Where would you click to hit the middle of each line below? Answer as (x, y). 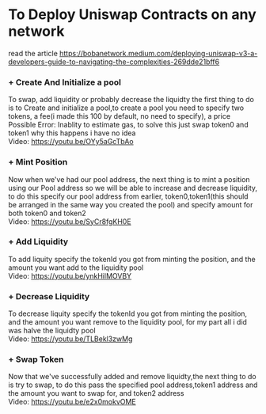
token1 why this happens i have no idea (72, 133)
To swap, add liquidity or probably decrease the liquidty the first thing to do (131, 100)
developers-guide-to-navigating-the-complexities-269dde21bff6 (114, 62)
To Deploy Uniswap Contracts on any (133, 15)
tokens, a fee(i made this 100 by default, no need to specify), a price (120, 116)
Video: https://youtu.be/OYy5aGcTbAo (71, 142)
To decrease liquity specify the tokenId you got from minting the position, (128, 313)
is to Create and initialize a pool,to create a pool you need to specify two (126, 108)
